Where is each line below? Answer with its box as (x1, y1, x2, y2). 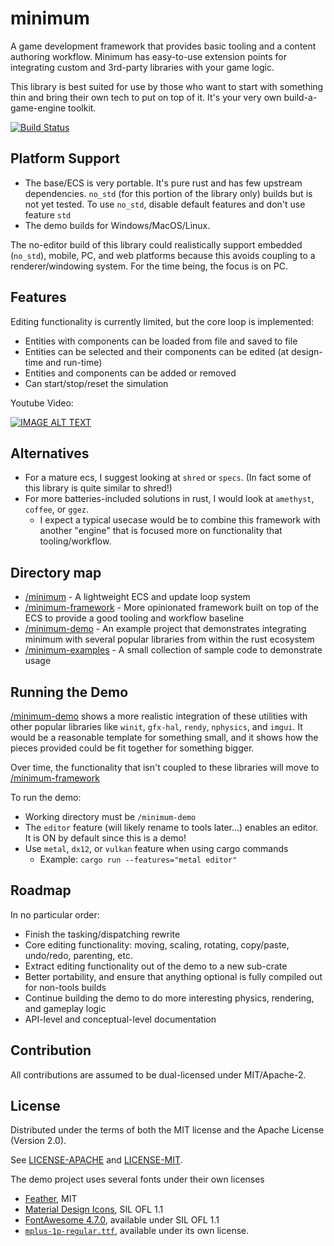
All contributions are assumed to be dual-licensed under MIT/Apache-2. (10, 1068, 307, 1081)
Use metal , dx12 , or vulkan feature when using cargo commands (24, 843, 289, 854)
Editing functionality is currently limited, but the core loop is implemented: (10, 315, 315, 327)
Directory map (10, 564, 102, 581)
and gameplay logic (24, 1002, 107, 1014)
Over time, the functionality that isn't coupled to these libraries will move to (10, 762, 320, 773)
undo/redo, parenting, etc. (24, 949, 133, 961)
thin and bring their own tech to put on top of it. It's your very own (10, 91, 282, 103)
